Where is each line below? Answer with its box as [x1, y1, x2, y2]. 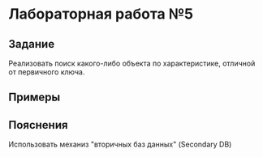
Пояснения [8, 118, 68, 132]
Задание [8, 37, 55, 51]
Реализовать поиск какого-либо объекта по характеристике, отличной [8, 58, 256, 68]
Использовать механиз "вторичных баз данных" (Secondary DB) [8, 139, 232, 150]
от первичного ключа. [8, 67, 85, 77]
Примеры [8, 91, 61, 104]
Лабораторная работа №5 [8, 5, 194, 23]
